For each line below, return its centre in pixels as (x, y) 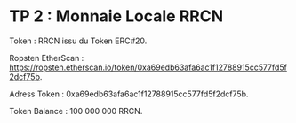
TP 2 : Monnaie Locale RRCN (116, 16)
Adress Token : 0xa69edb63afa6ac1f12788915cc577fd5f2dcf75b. (129, 94)
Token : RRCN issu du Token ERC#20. (78, 41)
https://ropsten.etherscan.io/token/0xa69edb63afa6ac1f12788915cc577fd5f (148, 67)
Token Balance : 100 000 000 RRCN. (76, 111)
